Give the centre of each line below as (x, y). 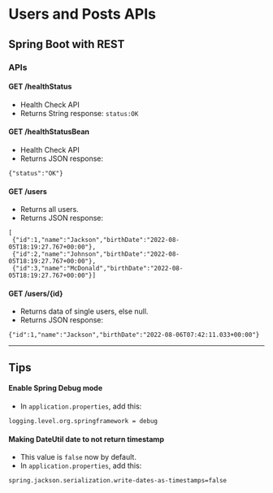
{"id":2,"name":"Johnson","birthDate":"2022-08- (96, 254)
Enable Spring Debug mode (56, 388)
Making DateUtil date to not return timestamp (87, 439)
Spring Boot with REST (67, 44)
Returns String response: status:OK (79, 113)
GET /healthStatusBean (49, 132)
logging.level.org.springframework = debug (83, 421)
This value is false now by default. (78, 457)
